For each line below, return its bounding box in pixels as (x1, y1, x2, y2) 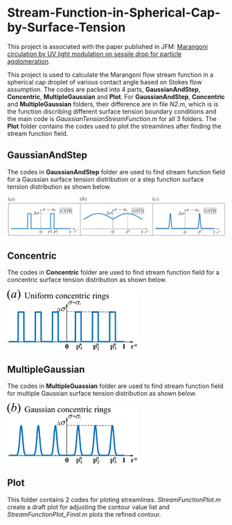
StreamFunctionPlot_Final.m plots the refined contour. (7, 510, 161, 518)
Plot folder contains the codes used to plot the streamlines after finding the (7, 122, 222, 130)
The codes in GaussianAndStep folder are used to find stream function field (7, 167, 225, 176)
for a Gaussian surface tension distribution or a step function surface (7, 175, 204, 183)
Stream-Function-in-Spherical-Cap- (7, 5, 221, 21)
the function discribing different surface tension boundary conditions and (7, 107, 217, 116)
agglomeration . (7, 57, 51, 65)
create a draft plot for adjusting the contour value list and (7, 503, 170, 511)
